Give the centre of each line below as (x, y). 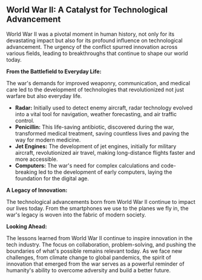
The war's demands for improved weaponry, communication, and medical (98, 83)
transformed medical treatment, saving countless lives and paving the (102, 133)
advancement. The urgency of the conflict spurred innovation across (92, 47)
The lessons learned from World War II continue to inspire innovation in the (99, 238)
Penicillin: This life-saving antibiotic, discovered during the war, (95, 127)
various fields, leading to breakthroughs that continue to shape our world (97, 53)
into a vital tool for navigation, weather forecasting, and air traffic (96, 114)
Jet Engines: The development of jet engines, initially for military (96, 146)
